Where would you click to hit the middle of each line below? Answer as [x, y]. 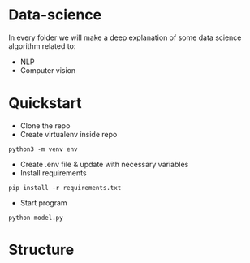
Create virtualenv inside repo [69, 134]
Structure [41, 250]
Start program [43, 203]
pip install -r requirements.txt [65, 188]
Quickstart [45, 103]
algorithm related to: [42, 45]
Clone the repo [45, 125]
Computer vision [48, 70]
